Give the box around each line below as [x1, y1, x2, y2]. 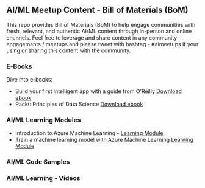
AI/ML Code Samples [6, 158, 70, 166]
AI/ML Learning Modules [6, 116, 81, 124]
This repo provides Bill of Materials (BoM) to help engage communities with [6, 21, 196, 28]
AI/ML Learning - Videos [6, 174, 81, 183]
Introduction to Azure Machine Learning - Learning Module [15, 130, 164, 137]
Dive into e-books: [6, 76, 53, 83]
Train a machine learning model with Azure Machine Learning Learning [15, 136, 194, 144]
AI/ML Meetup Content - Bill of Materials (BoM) [6, 5, 189, 15]
